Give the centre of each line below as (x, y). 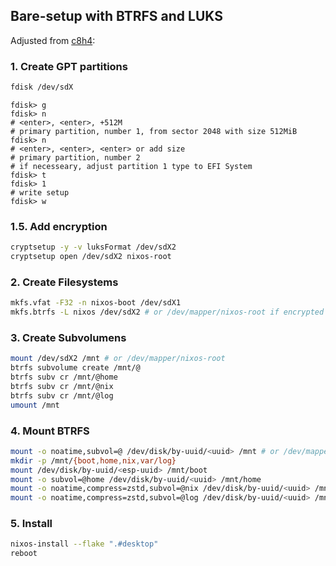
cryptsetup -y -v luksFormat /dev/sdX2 (93, 247)
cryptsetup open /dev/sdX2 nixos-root (91, 257)
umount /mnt (35, 405)
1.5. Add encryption (59, 226)
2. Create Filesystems (64, 282)
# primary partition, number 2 (75, 157)
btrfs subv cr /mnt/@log (62, 395)
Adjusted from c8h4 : (53, 40)
